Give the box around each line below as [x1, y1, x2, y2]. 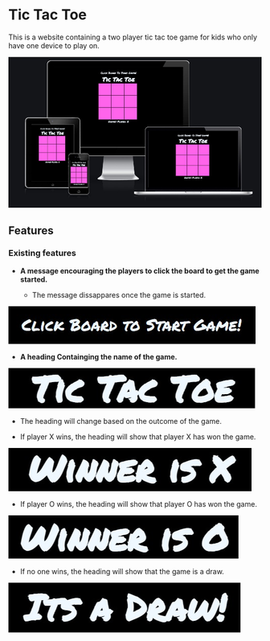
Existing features [8, 248, 76, 259]
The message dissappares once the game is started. [31, 290, 207, 299]
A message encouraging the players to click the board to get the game [19, 265, 260, 275]
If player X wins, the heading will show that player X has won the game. [19, 432, 256, 442]
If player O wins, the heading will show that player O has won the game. [19, 499, 257, 508]
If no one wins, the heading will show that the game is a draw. [19, 566, 225, 576]
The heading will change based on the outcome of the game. [19, 416, 223, 425]
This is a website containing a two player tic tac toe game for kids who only [8, 32, 258, 42]
